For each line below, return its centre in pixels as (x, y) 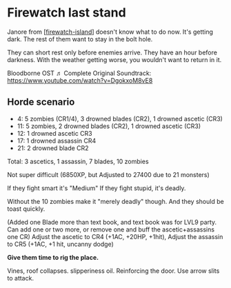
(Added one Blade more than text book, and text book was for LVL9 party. (112, 222)
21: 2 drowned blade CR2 (53, 148)
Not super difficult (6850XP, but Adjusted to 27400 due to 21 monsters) (109, 174)
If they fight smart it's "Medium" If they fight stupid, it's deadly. (97, 188)
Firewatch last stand (67, 13)
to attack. (21, 278)
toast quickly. (26, 209)
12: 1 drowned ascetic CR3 (54, 133)
